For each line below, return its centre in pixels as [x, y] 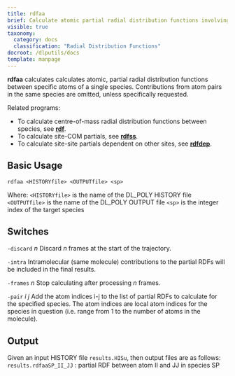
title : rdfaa [26, 14]
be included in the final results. [52, 270]
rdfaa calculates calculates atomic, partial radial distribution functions [108, 79]
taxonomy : [22, 33]
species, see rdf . [42, 128]
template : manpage [34, 60]
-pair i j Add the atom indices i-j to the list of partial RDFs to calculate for [112, 297]
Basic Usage [35, 166]
